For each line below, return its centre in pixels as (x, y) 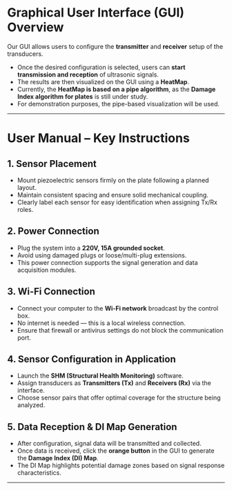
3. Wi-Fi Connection (51, 292)
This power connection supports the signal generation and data (107, 262)
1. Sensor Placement (52, 164)
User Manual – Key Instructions (98, 138)
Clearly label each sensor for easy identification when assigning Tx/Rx (117, 202)
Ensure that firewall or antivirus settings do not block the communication (120, 330)
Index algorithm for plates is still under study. (83, 96)
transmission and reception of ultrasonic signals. (88, 75)
